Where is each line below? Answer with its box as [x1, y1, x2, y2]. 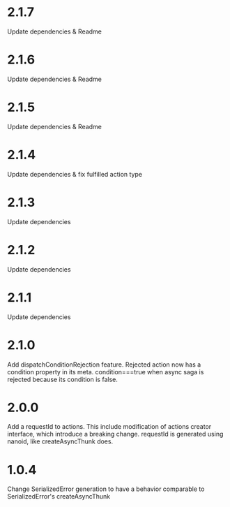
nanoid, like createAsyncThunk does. [7, 437, 114, 446]
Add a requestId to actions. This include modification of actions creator [7, 422, 212, 431]
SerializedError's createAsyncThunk [7, 492, 110, 501]
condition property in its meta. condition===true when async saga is [7, 367, 204, 376]
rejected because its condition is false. [7, 375, 118, 383]
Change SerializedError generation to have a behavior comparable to [7, 485, 205, 493]
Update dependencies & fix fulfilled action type [7, 170, 143, 178]
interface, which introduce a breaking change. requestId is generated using [7, 430, 224, 439]
